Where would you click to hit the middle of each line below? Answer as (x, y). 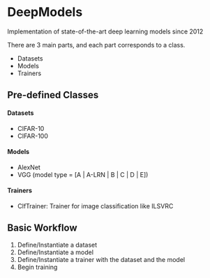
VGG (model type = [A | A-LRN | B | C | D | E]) (83, 174)
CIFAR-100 (33, 136)
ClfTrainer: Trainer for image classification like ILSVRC (95, 206)
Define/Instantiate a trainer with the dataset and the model (101, 259)
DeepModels (45, 12)
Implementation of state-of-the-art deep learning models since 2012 (105, 31)
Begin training (37, 267)
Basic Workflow (43, 228)
